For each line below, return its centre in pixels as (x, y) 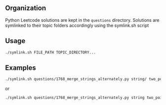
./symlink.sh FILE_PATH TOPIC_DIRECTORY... (51, 52)
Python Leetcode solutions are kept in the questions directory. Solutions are (82, 20)
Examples (21, 68)
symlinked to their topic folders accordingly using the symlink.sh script (77, 25)
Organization (25, 8)
